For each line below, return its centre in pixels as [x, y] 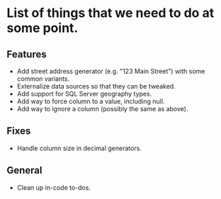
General [25, 170]
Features [27, 54]
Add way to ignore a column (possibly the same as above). [102, 109]
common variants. [43, 79]
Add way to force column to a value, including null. [91, 101]
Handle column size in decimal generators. [79, 148]
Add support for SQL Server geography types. [84, 94]
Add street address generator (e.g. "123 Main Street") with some [111, 71]
